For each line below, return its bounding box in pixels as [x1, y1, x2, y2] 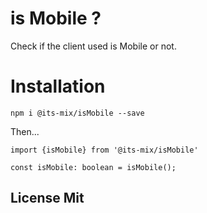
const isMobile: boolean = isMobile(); [10, 162, 177, 172]
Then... [10, 125, 40, 137]
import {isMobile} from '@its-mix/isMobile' [10, 145, 199, 155]
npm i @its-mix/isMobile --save [10, 108, 145, 118]
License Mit [10, 190, 85, 207]
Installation [10, 75, 106, 98]
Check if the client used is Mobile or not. [10, 40, 177, 52]
